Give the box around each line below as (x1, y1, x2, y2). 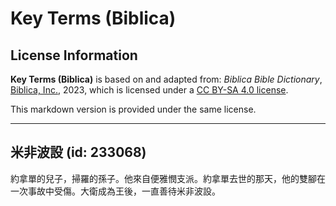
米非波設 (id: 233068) (10, 144, 147, 161)
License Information (10, 47, 138, 64)
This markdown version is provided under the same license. (10, 103, 257, 115)
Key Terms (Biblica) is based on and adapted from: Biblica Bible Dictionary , (10, 73, 323, 85)
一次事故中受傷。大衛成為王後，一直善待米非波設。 (10, 185, 221, 197)
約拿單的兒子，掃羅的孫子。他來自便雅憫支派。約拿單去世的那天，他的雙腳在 (10, 172, 326, 184)
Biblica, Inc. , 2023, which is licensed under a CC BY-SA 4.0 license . (10, 84, 289, 96)
